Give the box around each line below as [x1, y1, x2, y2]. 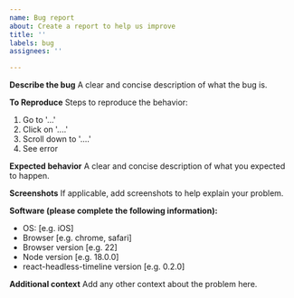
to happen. [9, 171, 50, 182]
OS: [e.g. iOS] [22, 223, 74, 234]
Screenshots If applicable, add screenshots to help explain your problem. [9, 188, 284, 199]
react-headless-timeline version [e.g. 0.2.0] [22, 261, 185, 272]
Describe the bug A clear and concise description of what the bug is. [9, 79, 268, 90]
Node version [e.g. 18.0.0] [22, 252, 119, 263]
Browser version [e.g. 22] [22, 242, 118, 253]
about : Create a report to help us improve [9, 22, 176, 31]
